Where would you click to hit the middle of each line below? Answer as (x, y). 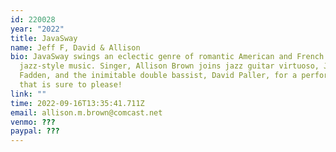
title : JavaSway (44, 38)
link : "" (28, 94)
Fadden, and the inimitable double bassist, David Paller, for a (158, 76)
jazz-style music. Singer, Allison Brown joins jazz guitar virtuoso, (169, 66)
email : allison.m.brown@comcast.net (86, 112)
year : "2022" (37, 29)
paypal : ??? (35, 131)
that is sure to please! (71, 85)
